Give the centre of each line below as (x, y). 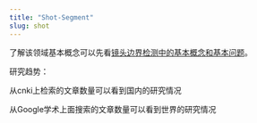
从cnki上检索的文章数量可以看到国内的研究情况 (95, 90)
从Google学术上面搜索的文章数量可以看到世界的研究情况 (113, 109)
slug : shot (30, 26)
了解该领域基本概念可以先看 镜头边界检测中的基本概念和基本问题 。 (131, 52)
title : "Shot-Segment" (51, 17)
